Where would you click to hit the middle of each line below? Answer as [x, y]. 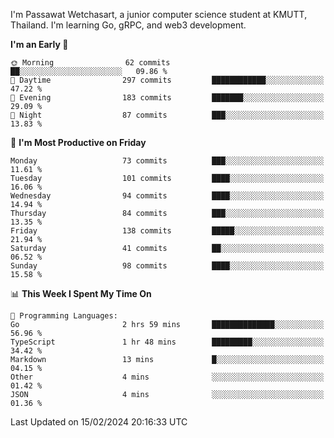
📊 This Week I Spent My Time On [81, 293]
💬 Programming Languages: [64, 316]
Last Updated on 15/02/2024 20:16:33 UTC [99, 422]
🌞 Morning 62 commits [90, 63]
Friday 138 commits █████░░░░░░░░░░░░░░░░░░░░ [167, 231]
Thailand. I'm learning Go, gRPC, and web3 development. [128, 25]
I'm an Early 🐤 [39, 44]
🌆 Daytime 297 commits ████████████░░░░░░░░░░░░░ [167, 80]
